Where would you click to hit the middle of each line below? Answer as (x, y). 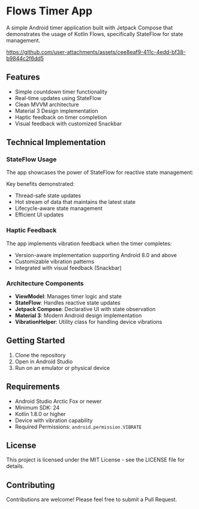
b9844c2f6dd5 (25, 58)
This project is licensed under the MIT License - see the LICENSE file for (95, 460)
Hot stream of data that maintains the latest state (75, 202)
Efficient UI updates (39, 215)
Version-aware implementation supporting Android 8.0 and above (96, 255)
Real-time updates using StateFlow (58, 98)
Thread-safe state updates (48, 195)
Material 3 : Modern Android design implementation (78, 315)
